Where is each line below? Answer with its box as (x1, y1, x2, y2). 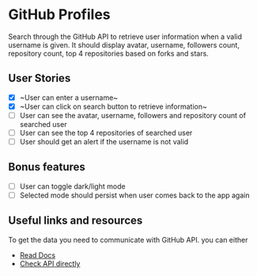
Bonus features (8, 160, 85, 174)
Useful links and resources (8, 214, 143, 228)
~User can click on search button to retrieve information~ (19, 102, 207, 111)
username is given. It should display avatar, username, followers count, (8, 40, 240, 49)
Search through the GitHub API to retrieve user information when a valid (8, 32, 243, 41)
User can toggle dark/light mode (19, 181, 126, 191)
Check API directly (19, 259, 81, 268)
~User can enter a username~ (19, 93, 119, 102)
